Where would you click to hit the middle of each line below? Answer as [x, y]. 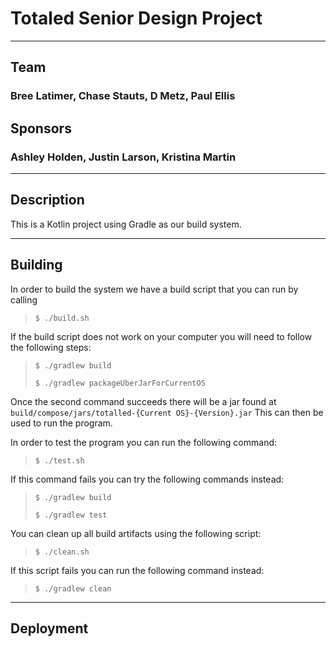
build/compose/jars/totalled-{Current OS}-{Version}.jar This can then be [167, 412]
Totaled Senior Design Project [136, 18]
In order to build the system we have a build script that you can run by [154, 289]
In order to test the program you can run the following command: [144, 442]
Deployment [49, 628]
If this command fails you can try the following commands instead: [147, 479]
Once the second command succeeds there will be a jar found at [143, 401]
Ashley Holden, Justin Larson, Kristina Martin [123, 157]
